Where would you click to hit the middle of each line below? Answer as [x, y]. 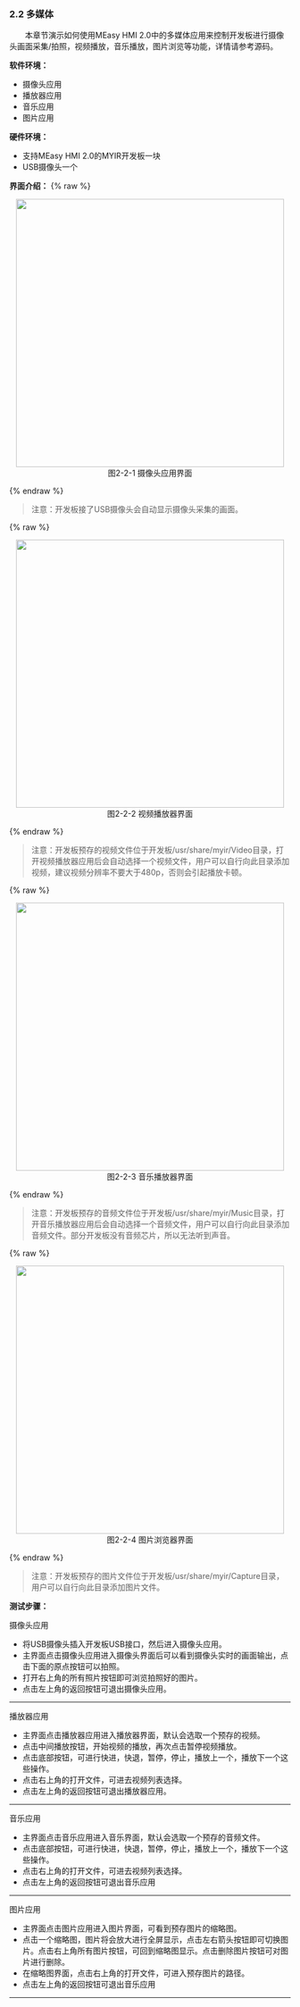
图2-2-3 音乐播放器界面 [150, 1177]
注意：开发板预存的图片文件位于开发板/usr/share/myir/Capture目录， [158, 1576]
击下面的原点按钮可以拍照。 [73, 1667]
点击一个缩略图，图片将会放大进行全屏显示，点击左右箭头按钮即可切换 [151, 1940]
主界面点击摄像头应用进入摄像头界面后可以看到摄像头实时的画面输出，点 [155, 1656]
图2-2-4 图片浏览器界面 [150, 1540]
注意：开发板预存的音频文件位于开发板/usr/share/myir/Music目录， [154, 1213]
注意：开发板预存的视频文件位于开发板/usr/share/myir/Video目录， [154, 850]
